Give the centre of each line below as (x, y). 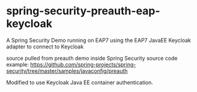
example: (17, 65)
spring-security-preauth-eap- (83, 11)
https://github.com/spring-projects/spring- (83, 65)
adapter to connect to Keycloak (45, 47)
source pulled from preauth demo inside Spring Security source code (92, 58)
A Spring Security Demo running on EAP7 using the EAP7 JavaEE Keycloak (98, 40)
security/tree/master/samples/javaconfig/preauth (67, 70)
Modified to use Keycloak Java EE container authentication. (80, 82)
